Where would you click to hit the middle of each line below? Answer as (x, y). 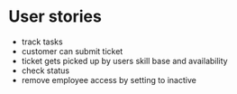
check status (46, 70)
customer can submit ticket (72, 51)
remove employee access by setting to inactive (109, 80)
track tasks (42, 42)
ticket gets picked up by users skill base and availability (124, 61)
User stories (55, 17)
